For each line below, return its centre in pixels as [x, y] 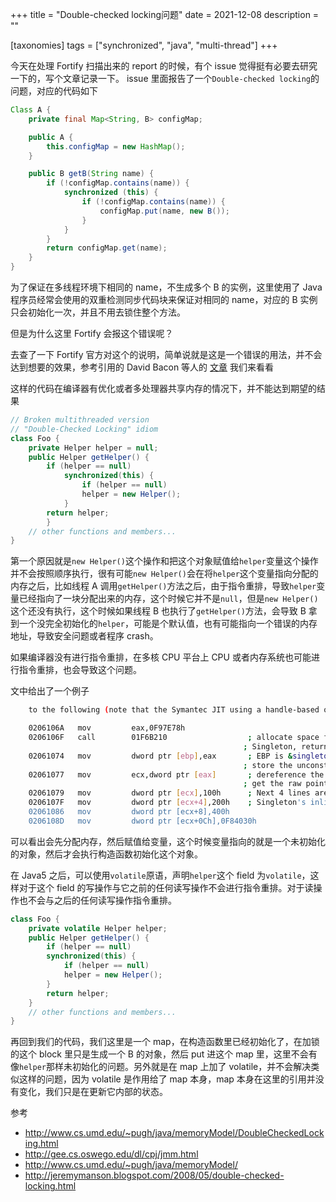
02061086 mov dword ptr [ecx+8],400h [129, 812]
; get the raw [272, 784]
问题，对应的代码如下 [54, 91]
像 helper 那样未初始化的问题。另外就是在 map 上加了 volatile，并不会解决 [161, 1067]
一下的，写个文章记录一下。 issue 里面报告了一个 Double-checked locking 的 [165, 78]
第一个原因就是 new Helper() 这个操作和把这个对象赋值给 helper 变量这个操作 [164, 561]
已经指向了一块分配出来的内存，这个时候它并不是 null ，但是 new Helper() [168, 599]
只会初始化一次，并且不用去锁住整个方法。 [98, 312]
